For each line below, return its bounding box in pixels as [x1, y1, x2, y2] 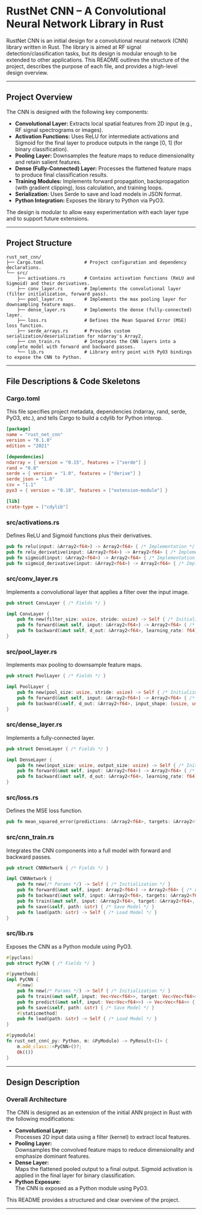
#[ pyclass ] [6, 955, 34, 961]
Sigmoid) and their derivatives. [6, 280, 90, 286]
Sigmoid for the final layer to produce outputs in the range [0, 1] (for [14, 139, 183, 146]
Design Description [6, 1077, 80, 1087]
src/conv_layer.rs [6, 575, 58, 583]
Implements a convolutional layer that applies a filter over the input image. [6, 588, 189, 595]
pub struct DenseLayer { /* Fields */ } [6, 746, 109, 752]
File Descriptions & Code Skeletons [6, 376, 141, 387]
